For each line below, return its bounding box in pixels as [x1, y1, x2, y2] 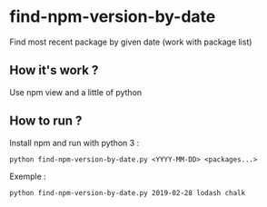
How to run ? [9, 113, 83, 129]
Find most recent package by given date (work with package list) [9, 36, 252, 47]
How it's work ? [9, 63, 99, 78]
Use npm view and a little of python [9, 86, 143, 97]
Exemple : [9, 171, 47, 182]
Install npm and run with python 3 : [9, 137, 140, 148]
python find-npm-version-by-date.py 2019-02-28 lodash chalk [9, 188, 246, 197]
